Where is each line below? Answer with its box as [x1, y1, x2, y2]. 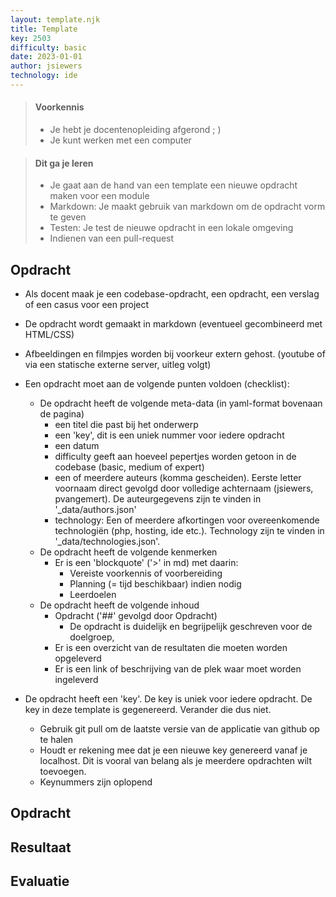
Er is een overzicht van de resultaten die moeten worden [54, 642, 288, 654]
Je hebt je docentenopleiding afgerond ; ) [49, 124, 222, 136]
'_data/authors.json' [54, 504, 137, 516]
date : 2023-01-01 [10, 52, 83, 62]
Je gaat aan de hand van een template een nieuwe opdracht [49, 179, 298, 191]
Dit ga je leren [34, 157, 94, 169]
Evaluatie [10, 873, 70, 890]
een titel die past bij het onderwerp [54, 419, 199, 431]
